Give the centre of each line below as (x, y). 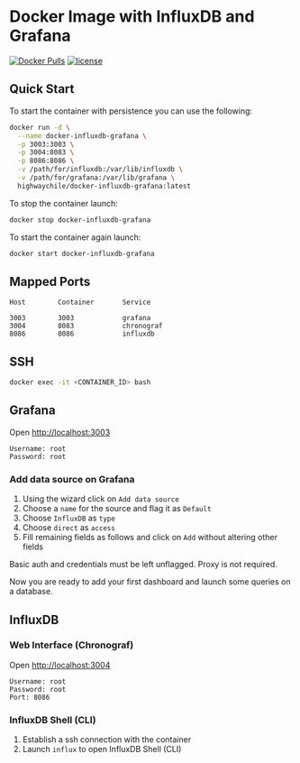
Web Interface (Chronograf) (72, 645)
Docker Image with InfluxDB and (132, 17)
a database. (31, 592)
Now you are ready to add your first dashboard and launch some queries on (150, 582)
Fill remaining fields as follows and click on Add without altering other (150, 538)
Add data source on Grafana (72, 479)
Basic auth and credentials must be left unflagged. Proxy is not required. (143, 565)
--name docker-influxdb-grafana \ (82, 136)
